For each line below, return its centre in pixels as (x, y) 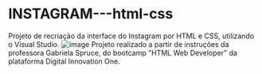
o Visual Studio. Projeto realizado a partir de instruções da (119, 44)
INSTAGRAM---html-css (91, 14)
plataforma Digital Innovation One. (65, 61)
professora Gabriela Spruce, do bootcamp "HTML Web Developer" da (123, 53)
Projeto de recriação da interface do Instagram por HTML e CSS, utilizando (131, 36)
